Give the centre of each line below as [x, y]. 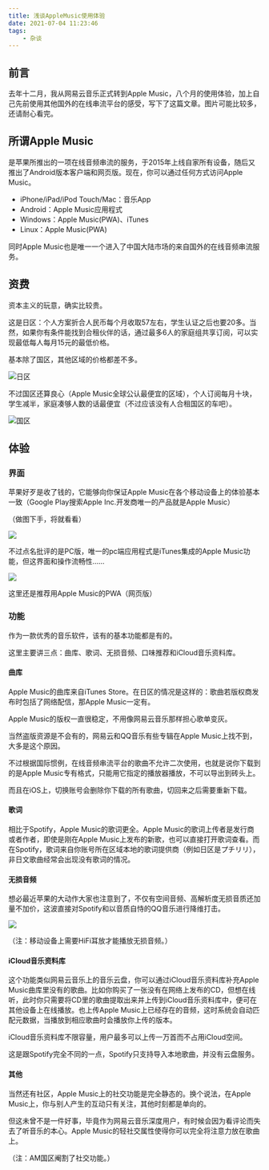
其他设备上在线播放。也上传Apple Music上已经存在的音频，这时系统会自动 [130, 1010]
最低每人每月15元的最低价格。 [64, 342]
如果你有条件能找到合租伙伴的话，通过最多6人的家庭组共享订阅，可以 [137, 332]
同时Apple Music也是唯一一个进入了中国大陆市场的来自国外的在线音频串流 [130, 247]
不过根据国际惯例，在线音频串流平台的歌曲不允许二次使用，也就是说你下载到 [134, 763]
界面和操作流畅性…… [70, 561]
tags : [17, 31]
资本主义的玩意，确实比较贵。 [57, 305]
